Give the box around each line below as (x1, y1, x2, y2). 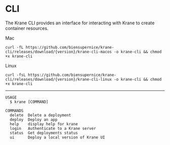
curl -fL (5, 45, 24, 50)
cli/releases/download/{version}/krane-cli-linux (5, 77, 112, 82)
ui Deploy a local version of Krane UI (10, 135, 105, 140)
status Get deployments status (10, 130, 78, 135)
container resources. (5, 25, 49, 31)
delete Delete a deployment (10, 113, 71, 118)
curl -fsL (5, 72, 26, 78)
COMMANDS (5, 108, 24, 113)
